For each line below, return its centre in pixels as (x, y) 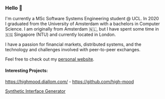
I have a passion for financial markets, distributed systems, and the (73, 44)
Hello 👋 (14, 8)
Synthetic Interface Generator (35, 91)
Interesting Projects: (27, 70)
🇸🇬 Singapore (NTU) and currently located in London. (61, 34)
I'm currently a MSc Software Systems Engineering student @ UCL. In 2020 (82, 19)
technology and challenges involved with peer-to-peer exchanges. (73, 50)
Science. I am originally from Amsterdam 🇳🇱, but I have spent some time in (82, 29)
